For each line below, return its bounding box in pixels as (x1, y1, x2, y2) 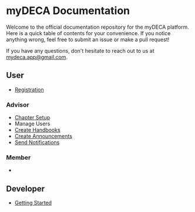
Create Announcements (14, 133, 72, 140)
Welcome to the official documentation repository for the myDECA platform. (6, 23, 189, 30)
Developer (6, 183, 45, 194)
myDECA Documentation (6, 4, 130, 18)
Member (6, 153, 31, 162)
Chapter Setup (14, 114, 51, 121)
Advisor (6, 101, 29, 109)
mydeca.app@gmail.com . (6, 53, 68, 60)
